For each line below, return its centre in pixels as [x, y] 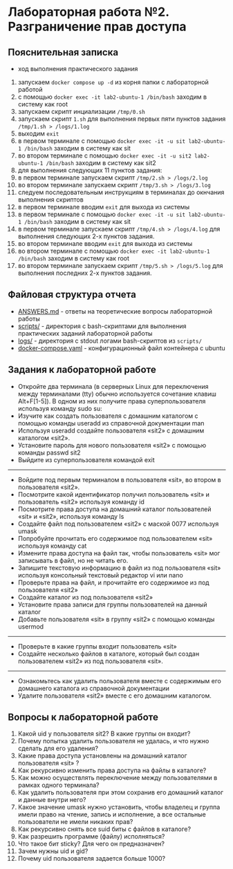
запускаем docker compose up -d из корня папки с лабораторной [113, 82]
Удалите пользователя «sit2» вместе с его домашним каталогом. [114, 696]
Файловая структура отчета [72, 295]
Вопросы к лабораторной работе [83, 717]
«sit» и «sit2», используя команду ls [71, 516]
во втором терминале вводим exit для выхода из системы [105, 243]
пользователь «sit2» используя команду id [81, 502]
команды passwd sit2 [49, 452]
